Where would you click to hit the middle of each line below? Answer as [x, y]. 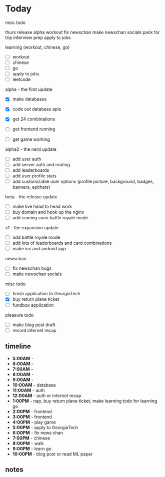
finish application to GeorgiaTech [46, 294]
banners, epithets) [31, 187]
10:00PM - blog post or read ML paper [52, 454]
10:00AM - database [34, 385]
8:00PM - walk [28, 443]
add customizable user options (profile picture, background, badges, [83, 181]
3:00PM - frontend [32, 417]
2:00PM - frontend [32, 411]
